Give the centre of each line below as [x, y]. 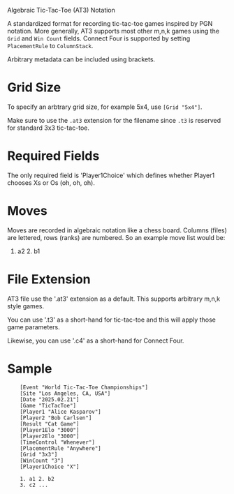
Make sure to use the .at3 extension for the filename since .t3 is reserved [114, 120]
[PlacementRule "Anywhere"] [60, 448]
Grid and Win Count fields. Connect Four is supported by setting [99, 38]
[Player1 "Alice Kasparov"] [60, 412]
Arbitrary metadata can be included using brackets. [81, 59]
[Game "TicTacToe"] [48, 405]
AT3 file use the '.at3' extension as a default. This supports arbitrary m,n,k [114, 299]
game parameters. [34, 327]
